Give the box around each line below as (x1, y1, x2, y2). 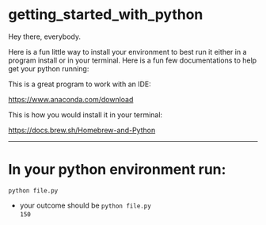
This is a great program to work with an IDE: (8, 79, 152, 89)
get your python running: (8, 63, 89, 73)
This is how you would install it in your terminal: (8, 109, 163, 120)
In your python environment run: (8, 161, 226, 179)
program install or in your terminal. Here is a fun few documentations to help (8, 55, 257, 65)
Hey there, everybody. (8, 32, 82, 41)
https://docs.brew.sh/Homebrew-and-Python (8, 125, 156, 135)
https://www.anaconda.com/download (8, 94, 134, 104)
